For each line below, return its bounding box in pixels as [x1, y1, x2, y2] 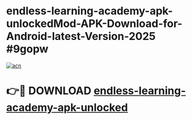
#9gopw [6, 42, 49, 56]
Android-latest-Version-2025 [6, 30, 156, 43]
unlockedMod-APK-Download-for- [6, 17, 182, 30]
